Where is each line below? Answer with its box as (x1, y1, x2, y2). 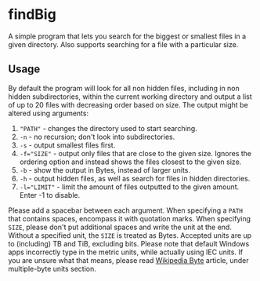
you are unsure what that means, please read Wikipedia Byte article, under (8, 255, 249, 265)
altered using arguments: (8, 108, 88, 118)
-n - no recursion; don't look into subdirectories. (19, 132, 175, 141)
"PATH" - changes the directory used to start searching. (19, 123, 197, 133)
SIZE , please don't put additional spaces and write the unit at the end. (8, 222, 233, 232)
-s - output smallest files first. (19, 140, 116, 150)
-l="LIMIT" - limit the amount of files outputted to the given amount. (19, 182, 240, 192)
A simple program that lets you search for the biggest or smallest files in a (8, 31, 247, 41)
